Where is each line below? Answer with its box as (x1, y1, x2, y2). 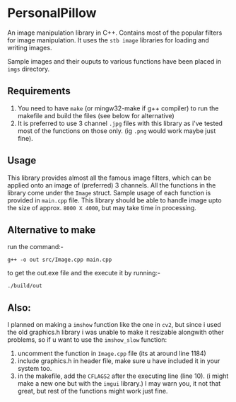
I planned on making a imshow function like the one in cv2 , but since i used (7, 321, 221, 329)
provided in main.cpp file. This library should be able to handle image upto (7, 196, 222, 205)
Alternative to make (7, 224, 96, 236)
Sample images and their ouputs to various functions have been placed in (7, 57, 222, 65)
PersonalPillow (7, 5, 97, 21)
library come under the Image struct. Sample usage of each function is (7, 188, 211, 197)
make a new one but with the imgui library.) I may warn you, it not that (17, 379, 221, 388)
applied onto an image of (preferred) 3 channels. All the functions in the (7, 180, 216, 189)
